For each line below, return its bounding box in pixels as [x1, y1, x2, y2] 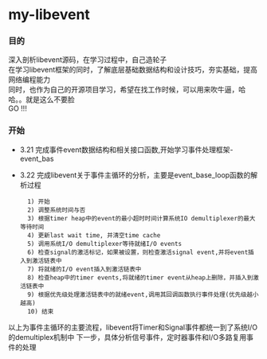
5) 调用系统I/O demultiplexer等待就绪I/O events [27, 240, 183, 248]
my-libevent [8, 6, 90, 24]
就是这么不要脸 [25, 95, 75, 104]
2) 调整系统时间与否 [27, 205, 86, 214]
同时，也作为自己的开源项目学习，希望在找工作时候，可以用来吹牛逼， [8, 85, 239, 95]
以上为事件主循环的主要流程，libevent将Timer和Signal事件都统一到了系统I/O [8, 322, 257, 332]
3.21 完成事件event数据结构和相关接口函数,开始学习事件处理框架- [19, 145, 234, 154]
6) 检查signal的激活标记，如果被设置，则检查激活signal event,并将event [27, 248, 249, 256]
